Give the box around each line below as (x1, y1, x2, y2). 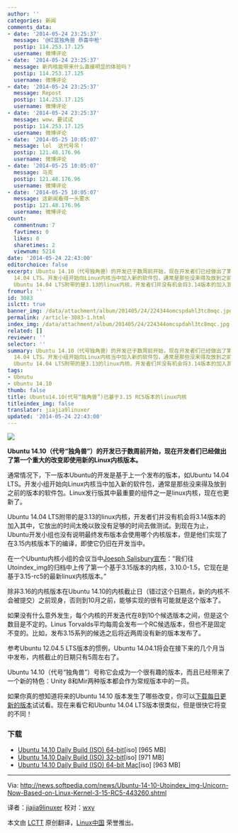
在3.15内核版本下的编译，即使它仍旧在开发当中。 (7, 539, 149, 548)
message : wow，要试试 (13, 116, 73, 123)
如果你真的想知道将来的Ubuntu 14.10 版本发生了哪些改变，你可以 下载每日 (7, 692, 220, 700)
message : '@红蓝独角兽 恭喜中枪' (13, 37, 103, 44)
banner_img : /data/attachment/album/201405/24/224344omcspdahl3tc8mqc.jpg (7, 307, 233, 315)
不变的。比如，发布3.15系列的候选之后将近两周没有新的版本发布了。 (7, 629, 205, 637)
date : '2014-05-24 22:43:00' (7, 255, 93, 262)
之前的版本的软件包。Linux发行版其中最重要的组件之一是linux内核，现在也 (7, 489, 223, 497)
